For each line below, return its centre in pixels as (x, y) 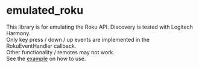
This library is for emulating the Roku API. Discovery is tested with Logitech (99, 27)
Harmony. (18, 33)
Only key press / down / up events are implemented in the (78, 39)
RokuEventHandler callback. (41, 46)
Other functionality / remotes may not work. (61, 52)
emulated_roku (45, 10)
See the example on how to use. (46, 58)
